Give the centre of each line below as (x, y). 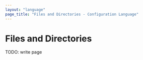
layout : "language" (25, 10)
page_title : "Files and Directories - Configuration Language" (72, 14)
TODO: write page (24, 52)
